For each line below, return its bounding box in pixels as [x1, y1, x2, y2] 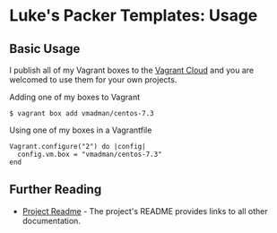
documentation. [22, 215, 81, 226]
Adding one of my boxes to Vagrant [9, 91, 141, 102]
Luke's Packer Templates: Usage [9, 5, 258, 26]
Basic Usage [9, 41, 81, 56]
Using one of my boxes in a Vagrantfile [9, 125, 152, 135]
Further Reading [9, 182, 102, 197]
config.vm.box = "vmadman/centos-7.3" [17, 150, 163, 159]
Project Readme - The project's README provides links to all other [22, 205, 268, 216]
